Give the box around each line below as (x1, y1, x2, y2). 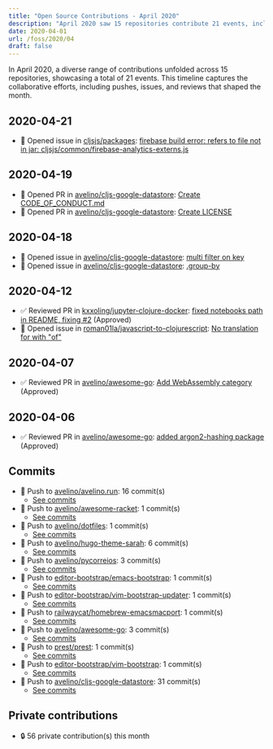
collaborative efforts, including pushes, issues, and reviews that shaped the (8, 82, 262, 92)
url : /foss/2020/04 (8, 34, 75, 43)
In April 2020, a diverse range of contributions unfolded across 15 (8, 64, 228, 74)
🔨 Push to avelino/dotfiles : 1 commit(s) (19, 520, 149, 530)
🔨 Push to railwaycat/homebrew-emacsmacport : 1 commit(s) (19, 607, 223, 617)
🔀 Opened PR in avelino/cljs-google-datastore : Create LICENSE (19, 207, 232, 217)
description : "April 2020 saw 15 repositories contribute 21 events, (8, 20, 249, 28)
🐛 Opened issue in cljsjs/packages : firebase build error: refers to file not (19, 135, 262, 145)
